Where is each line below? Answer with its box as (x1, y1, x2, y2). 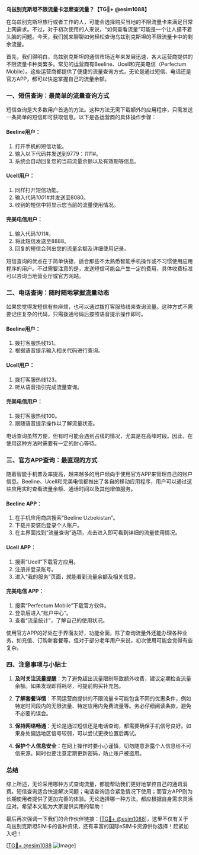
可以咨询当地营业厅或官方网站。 (6, 272, 84, 279)
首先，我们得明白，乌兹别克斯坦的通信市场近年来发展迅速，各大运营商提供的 (6, 53, 193, 60)
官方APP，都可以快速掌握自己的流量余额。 (6, 75, 110, 82)
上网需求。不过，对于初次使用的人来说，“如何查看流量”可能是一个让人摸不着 (6, 26, 192, 33)
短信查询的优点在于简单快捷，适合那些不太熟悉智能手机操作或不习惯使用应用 (6, 257, 193, 264)
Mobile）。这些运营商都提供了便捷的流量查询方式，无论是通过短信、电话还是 (6, 68, 191, 75)
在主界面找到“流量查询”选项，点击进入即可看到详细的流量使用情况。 (14, 529, 181, 536)
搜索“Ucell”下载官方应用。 (14, 558, 79, 565)
